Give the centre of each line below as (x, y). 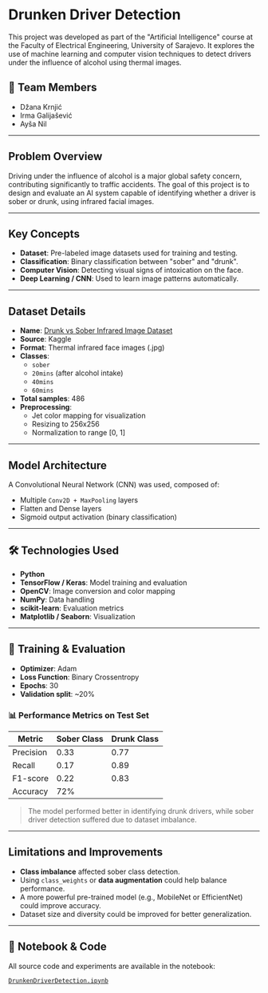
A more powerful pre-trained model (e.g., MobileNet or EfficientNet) (131, 897)
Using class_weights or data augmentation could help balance (123, 880)
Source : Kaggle (45, 339)
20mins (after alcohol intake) (77, 373)
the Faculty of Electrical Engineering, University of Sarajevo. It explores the (132, 45)
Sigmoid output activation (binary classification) (99, 517)
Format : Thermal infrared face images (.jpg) (92, 348)
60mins (43, 391)
